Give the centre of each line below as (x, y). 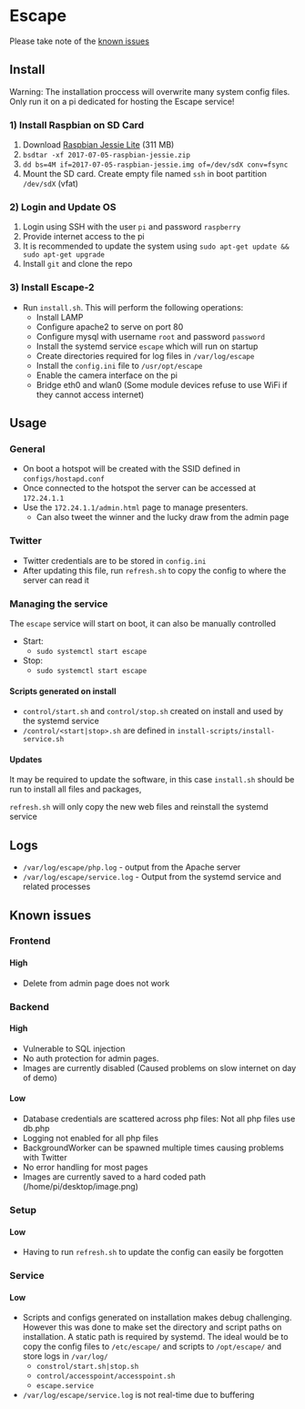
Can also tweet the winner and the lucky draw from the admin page (163, 517)
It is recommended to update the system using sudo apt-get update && (156, 246)
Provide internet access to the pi (83, 237)
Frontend (30, 941)
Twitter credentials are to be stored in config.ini (114, 560)
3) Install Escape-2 (52, 288)
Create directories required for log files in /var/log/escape (145, 355)
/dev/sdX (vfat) (51, 184)
